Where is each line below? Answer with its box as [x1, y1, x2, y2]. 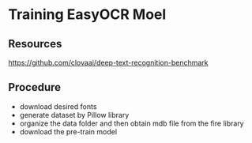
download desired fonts [19, 101, 97, 111]
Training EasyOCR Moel [8, 6, 167, 24]
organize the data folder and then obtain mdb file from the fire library [19, 119, 244, 128]
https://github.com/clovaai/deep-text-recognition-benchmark [8, 58, 209, 67]
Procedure [8, 81, 62, 94]
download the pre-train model [19, 126, 117, 136]
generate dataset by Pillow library [19, 110, 130, 119]
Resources [8, 37, 62, 51]
